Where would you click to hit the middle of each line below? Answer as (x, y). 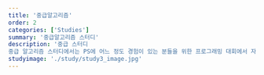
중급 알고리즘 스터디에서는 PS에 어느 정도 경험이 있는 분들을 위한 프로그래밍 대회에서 (128, 52)
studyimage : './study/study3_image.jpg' (75, 59)
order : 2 (22, 23)
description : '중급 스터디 (48, 45)
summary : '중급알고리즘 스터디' (54, 37)
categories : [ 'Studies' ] (49, 30)
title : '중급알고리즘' (40, 15)
